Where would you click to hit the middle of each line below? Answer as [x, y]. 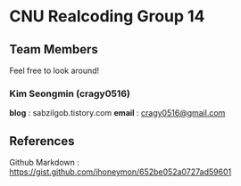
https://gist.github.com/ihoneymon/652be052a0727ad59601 [120, 172]
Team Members [54, 49]
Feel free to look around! [54, 70]
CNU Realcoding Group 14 [107, 16]
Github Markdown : [45, 163]
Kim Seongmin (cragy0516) [70, 93]
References [42, 141]
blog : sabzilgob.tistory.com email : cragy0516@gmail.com [117, 113]
